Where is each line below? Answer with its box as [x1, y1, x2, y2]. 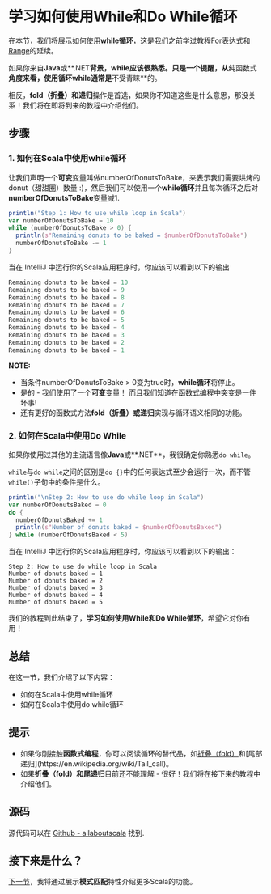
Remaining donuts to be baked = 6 [8, 308, 125, 316]
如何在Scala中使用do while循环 [19, 699, 124, 709]
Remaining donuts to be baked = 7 [8, 301, 125, 309]
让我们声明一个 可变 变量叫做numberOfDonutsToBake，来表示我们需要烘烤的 [8, 172, 260, 182]
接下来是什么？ [8, 854, 83, 867]
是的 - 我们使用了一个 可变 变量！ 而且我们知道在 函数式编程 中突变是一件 [19, 388, 257, 397]
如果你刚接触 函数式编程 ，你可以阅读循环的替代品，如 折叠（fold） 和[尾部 [19, 748, 263, 758]
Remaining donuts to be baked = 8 [8, 293, 125, 302]
